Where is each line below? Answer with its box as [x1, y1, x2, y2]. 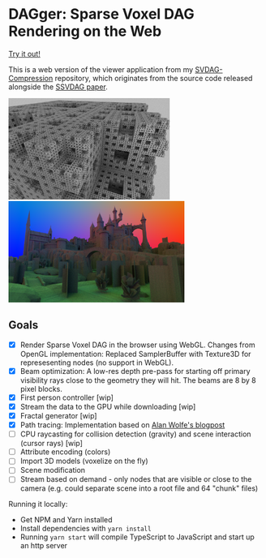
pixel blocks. [19, 384, 63, 393]
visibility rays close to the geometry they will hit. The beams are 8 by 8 [19, 375, 257, 385]
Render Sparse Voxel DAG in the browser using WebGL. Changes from [19, 340, 255, 350]
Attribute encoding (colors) [19, 447, 111, 457]
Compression [8, 73, 54, 83]
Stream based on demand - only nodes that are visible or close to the [19, 474, 252, 484]
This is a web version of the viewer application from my [8, 64, 194, 74]
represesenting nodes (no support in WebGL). [19, 358, 174, 367]
